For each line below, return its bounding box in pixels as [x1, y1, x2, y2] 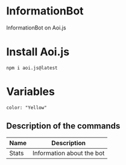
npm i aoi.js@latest [6, 65, 58, 71]
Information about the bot [32, 149, 105, 157]
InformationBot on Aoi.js [6, 24, 66, 31]
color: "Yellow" [6, 104, 47, 110]
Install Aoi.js [6, 45, 70, 59]
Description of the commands [6, 121, 121, 131]
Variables [6, 85, 55, 98]
